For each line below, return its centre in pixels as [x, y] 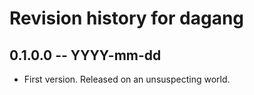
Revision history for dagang [127, 18]
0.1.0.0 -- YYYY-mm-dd [85, 55]
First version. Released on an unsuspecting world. [127, 79]
